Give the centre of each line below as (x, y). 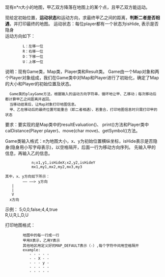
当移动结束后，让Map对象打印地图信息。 (44, 104)
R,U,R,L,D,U (17, 215)
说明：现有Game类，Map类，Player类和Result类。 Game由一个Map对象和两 (82, 72)
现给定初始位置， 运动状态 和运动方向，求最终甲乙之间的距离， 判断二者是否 (80, 18)
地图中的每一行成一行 (41, 235)
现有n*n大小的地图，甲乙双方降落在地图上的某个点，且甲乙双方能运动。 (78, 7)
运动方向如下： (20, 36)
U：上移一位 (33, 62)
